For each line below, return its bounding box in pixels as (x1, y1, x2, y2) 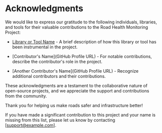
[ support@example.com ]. (5, 122, 57, 128)
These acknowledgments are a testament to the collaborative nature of (5, 82, 148, 88)
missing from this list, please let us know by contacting (5, 117, 116, 123)
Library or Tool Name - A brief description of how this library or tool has (12, 38, 157, 44)
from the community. (5, 93, 47, 99)
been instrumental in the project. (12, 44, 78, 50)
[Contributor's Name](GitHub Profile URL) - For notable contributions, (12, 53, 152, 59)
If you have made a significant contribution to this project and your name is (5, 112, 156, 117)
